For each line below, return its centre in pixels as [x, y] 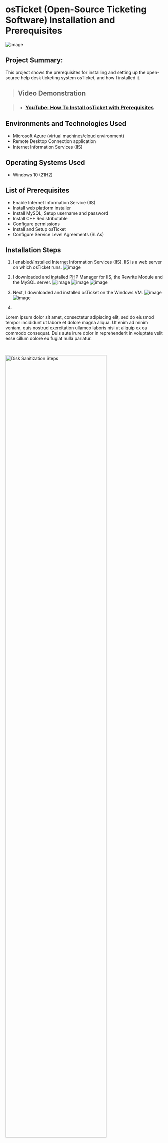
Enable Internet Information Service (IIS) [54, 202]
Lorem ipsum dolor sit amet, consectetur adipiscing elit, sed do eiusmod [80, 317]
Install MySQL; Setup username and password [60, 213]
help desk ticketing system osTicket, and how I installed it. [81, 78]
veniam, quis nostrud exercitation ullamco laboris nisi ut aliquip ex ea [76, 328]
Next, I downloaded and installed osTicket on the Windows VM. [78, 293]
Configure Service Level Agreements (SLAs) [58, 234]
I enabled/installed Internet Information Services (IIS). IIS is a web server [87, 262]
